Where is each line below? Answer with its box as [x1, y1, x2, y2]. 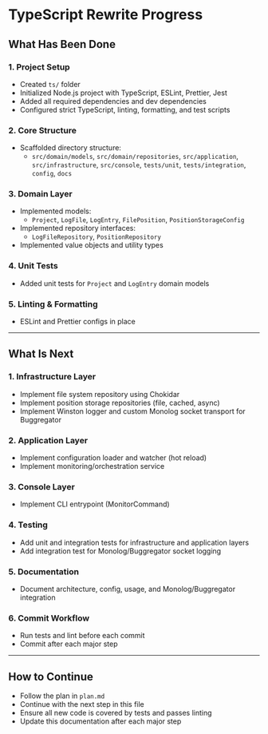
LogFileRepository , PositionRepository [31, 232, 162, 241]
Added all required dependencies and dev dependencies [19, 96, 207, 105]
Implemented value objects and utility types [19, 240, 164, 250]
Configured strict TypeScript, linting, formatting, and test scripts [19, 105, 231, 114]
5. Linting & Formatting [8, 298, 98, 309]
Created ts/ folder [19, 79, 81, 89]
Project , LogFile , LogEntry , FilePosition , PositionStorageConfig [31, 215, 245, 224]
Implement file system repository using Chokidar [19, 389, 180, 399]
